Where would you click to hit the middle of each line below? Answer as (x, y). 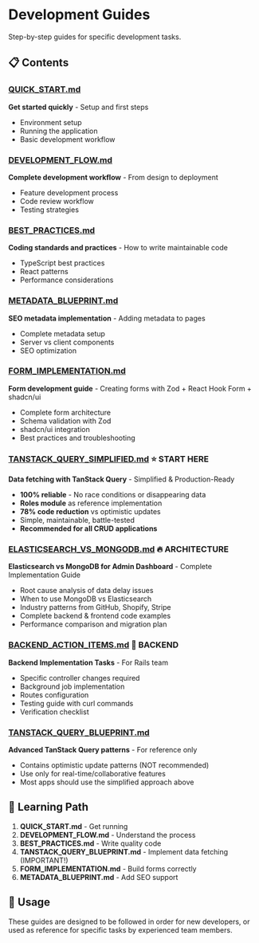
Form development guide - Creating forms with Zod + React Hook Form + (130, 388)
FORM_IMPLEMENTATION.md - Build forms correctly (108, 868)
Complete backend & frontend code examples (95, 616)
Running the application (59, 131)
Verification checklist (54, 712)
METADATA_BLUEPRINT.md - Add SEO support (99, 877)
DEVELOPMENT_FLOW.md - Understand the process (108, 835)
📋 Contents (39, 63)
